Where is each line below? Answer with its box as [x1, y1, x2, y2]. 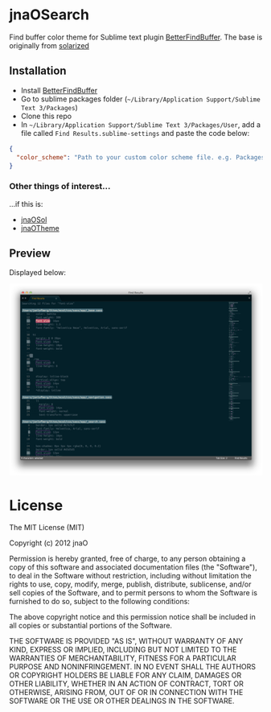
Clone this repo [20, 111, 72, 121]
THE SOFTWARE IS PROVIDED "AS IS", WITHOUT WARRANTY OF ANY [9, 636, 244, 646]
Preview [9, 247, 51, 261]
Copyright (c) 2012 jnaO [9, 538, 88, 548]
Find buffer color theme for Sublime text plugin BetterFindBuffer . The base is [9, 32, 263, 42]
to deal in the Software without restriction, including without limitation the [9, 571, 252, 581]
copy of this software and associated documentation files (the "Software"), [9, 562, 258, 572]
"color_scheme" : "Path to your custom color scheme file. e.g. [16, 153, 232, 162]
